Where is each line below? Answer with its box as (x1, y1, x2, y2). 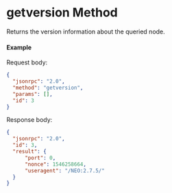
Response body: (6, 116, 53, 124)
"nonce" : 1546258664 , (24, 161, 87, 168)
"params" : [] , (12, 90, 53, 97)
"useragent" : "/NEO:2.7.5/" (24, 167, 106, 174)
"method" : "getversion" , (12, 84, 84, 91)
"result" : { (12, 149, 47, 155)
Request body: (6, 58, 48, 66)
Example (6, 43, 32, 51)
